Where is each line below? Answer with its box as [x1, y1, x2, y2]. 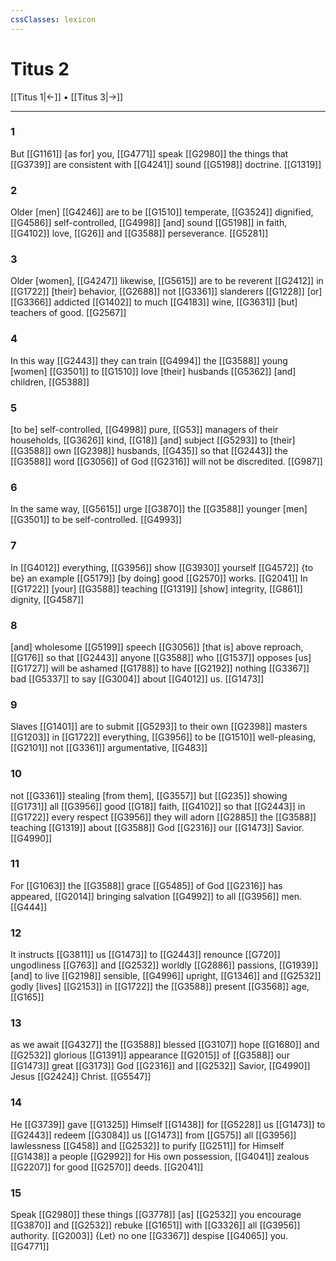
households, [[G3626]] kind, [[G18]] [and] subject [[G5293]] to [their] [10, 434, 296, 446]
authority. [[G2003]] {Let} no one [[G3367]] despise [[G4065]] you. [10, 1230, 289, 1242]
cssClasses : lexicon [10, 14, 97, 25]
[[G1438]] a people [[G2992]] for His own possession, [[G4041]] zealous [10, 1150, 310, 1162]
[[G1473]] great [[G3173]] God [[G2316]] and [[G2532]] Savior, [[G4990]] [10, 1060, 311, 1072]
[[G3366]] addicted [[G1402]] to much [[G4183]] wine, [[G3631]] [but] [10, 296, 298, 308]
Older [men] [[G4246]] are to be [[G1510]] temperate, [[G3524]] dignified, [10, 206, 314, 218]
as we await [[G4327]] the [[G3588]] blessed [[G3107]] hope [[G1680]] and [10, 1039, 320, 1051]
